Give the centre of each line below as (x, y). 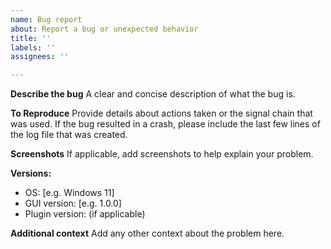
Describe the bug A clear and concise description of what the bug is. (153, 94)
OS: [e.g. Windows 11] (69, 193)
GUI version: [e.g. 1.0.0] (73, 203)
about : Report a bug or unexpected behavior (104, 29)
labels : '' (33, 47)
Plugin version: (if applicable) (85, 214)
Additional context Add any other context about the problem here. (147, 233)
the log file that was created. (69, 135)
